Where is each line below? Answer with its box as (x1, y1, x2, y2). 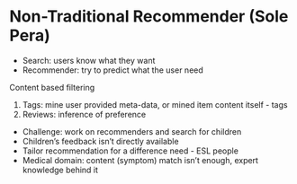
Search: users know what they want (22, 55, 156, 66)
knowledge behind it (22, 164, 99, 175)
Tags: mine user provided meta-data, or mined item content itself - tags (22, 99, 288, 110)
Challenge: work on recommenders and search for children (22, 126, 242, 136)
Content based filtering (9, 82, 95, 92)
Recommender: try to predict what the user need (22, 65, 204, 75)
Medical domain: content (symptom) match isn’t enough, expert (22, 154, 259, 165)
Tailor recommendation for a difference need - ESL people (22, 145, 238, 156)
